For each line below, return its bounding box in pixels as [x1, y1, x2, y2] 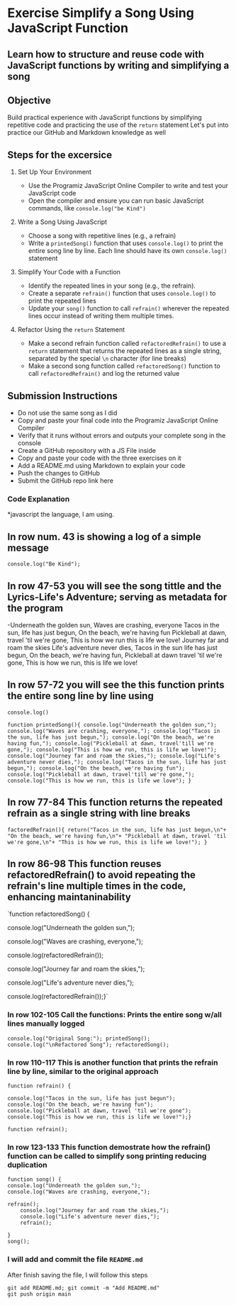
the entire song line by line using [7, 690, 154, 702]
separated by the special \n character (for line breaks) [28, 354, 186, 363]
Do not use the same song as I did [17, 409, 118, 418]
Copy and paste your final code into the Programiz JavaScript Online [17, 416, 218, 425]
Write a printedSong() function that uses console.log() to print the [28, 239, 223, 247]
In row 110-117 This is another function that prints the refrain [7, 1058, 218, 1068]
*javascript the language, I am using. [7, 510, 115, 519]
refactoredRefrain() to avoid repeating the [7, 868, 196, 880]
